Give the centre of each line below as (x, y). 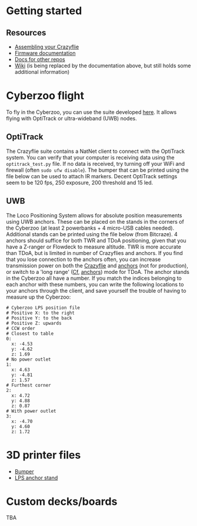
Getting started (44, 11)
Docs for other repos (40, 59)
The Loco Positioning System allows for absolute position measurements (94, 215)
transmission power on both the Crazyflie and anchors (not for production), (97, 265)
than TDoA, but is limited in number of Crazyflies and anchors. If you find (95, 253)
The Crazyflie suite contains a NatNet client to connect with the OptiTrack (96, 151)
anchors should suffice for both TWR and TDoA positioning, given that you (96, 240)
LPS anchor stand (36, 478)
